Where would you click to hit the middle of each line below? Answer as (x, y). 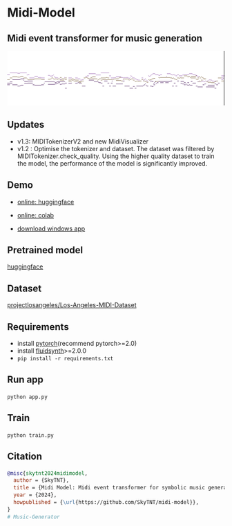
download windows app (51, 228)
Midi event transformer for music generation (105, 38)
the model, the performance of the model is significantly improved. (112, 163)
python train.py (30, 435)
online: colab (35, 215)
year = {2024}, (35, 495)
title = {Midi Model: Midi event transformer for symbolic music (109, 488)
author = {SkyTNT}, (41, 480)
